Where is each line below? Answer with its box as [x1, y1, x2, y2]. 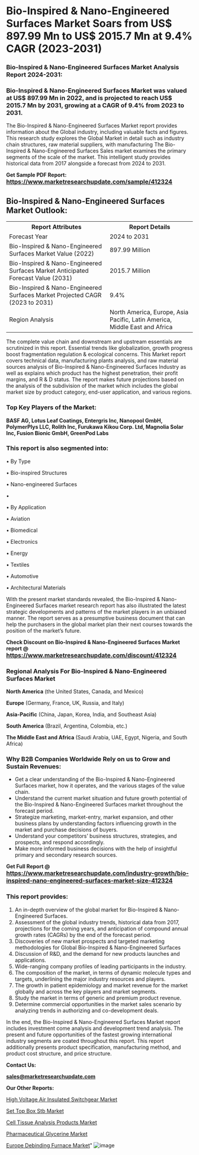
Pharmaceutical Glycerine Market [6, 1130, 88, 1137]
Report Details [129, 223, 171, 231]
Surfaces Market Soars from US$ [6, 17, 172, 30]
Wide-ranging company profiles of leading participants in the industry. [14, 962, 187, 970]
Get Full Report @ [6, 863, 50, 870]
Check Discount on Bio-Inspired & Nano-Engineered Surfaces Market [6, 639, 181, 646]
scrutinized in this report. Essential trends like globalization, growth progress [6, 344, 193, 352]
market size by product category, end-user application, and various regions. [6, 388, 192, 395]
